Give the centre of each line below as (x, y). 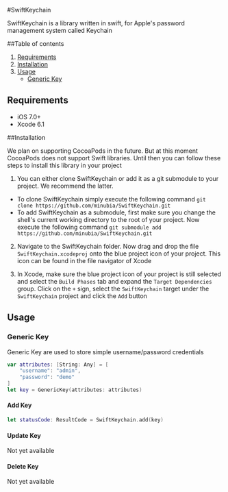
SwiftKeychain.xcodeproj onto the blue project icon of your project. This (119, 254)
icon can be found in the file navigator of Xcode (84, 260)
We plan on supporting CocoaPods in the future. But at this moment (103, 151)
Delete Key (23, 466)
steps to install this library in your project (64, 165)
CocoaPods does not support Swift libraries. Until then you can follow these (114, 158)
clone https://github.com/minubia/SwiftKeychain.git (94, 206)
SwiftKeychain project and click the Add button (82, 296)
